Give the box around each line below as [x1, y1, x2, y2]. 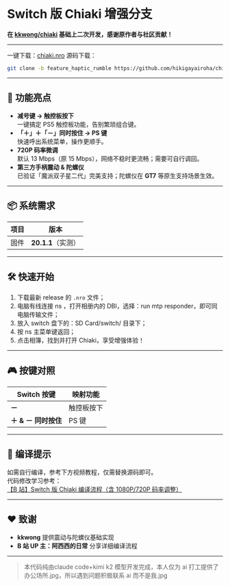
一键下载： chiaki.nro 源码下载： [7, 51, 97, 59]
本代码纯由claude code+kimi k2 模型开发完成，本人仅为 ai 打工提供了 [23, 563, 219, 571]
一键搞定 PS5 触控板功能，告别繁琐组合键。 [16, 120, 140, 128]
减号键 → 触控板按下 [16, 111, 74, 120]
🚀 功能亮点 [7, 92, 51, 103]
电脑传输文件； [16, 310, 60, 319]
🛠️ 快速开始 [7, 271, 55, 282]
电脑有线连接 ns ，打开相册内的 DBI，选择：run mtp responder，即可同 [16, 302, 218, 310]
